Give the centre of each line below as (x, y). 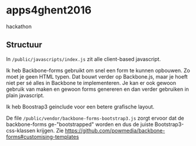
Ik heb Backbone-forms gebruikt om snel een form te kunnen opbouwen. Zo (98, 70)
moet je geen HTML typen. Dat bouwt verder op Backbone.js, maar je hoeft (97, 76)
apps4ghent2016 (49, 10)
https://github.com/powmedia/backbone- (115, 130)
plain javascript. (25, 95)
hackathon (19, 26)
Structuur (24, 45)
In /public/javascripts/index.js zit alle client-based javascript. (84, 59)
